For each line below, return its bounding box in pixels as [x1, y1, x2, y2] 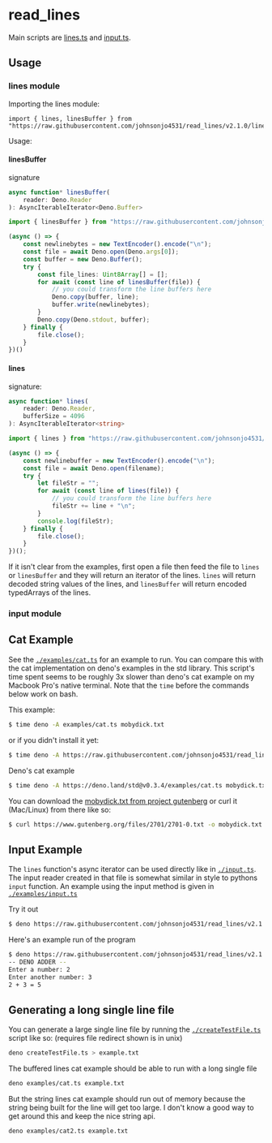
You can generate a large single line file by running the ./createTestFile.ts [8, 1024, 261, 1034]
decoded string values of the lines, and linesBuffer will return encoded [8, 579, 247, 589]
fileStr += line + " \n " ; [51, 502, 136, 511]
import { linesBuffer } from [8, 218, 107, 226]
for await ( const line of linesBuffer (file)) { [37, 278, 201, 286]
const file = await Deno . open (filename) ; [23, 464, 164, 472]
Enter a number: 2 [8, 965, 70, 973]
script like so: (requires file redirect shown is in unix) [8, 1033, 183, 1043]
